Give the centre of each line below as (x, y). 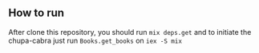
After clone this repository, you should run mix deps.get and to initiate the (130, 32)
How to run (36, 13)
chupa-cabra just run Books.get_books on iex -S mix (95, 40)
